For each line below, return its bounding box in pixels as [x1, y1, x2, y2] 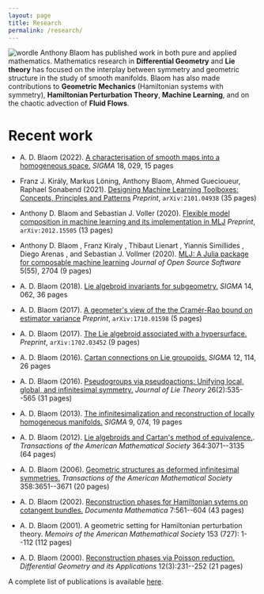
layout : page [8, 11, 51, 20]
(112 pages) [35, 538, 73, 547]
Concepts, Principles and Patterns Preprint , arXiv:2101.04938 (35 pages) [19, 194, 257, 203]
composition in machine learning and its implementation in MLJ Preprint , [19, 217, 255, 227]
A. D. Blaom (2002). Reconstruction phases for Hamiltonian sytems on [19, 497, 248, 507]
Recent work [8, 126, 93, 144]
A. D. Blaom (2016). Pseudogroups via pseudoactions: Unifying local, [19, 377, 244, 386]
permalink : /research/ [8, 26, 83, 34]
